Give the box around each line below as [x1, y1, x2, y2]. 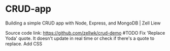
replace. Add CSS [5, 40, 43, 46]
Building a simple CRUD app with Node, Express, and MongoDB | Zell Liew [5, 20, 161, 26]
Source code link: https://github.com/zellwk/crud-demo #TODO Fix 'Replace [5, 30, 165, 36]
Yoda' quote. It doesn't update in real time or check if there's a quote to [5, 35, 155, 41]
